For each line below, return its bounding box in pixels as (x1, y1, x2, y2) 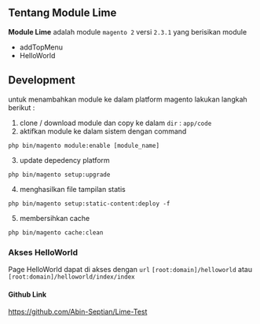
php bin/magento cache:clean (8, 228, 104, 237)
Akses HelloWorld (8, 247, 79, 258)
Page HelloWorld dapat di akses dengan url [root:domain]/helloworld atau (8, 264, 253, 274)
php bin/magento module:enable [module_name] (8, 142, 159, 149)
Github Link (8, 289, 47, 299)
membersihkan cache (19, 213, 90, 223)
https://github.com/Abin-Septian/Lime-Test (8, 307, 148, 317)
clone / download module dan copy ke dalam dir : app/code (19, 118, 212, 127)
